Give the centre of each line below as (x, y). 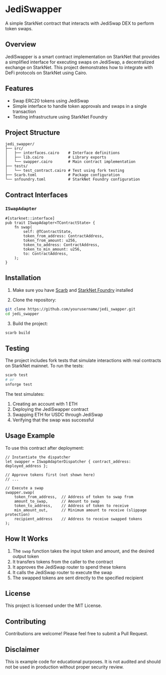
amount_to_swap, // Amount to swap (57, 501)
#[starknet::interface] (30, 219)
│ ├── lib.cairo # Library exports (56, 157)
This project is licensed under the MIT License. (54, 605)
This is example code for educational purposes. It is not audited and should (83, 662)
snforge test (19, 385)
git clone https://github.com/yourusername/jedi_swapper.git (70, 309)
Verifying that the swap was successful (53, 420)
